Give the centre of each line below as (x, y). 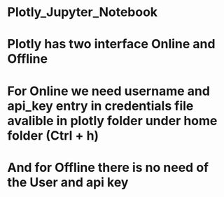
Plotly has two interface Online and (111, 44)
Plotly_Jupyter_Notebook (83, 12)
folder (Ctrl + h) (53, 135)
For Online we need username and (108, 91)
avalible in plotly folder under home (112, 121)
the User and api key (68, 182)
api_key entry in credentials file (100, 106)
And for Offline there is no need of (108, 167)
